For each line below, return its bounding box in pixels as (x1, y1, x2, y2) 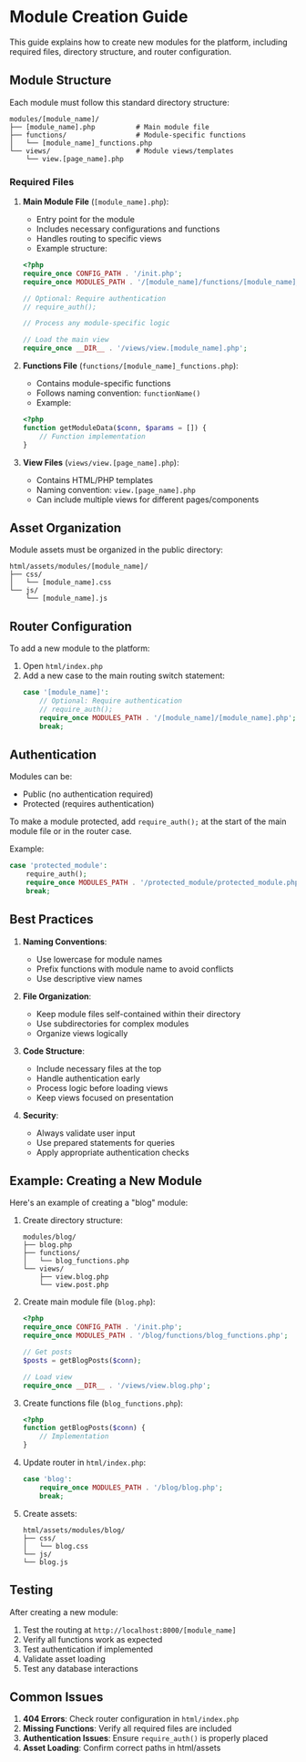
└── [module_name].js (25, 594, 107, 603)
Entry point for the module (36, 214, 135, 225)
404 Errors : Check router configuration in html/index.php (22, 1714, 240, 1725)
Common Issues (9, 1689, 104, 1705)
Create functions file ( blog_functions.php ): (22, 1397, 184, 1408)
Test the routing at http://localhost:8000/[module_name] (22, 1624, 237, 1635)
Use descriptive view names (36, 973, 143, 984)
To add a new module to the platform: (9, 643, 150, 654)
